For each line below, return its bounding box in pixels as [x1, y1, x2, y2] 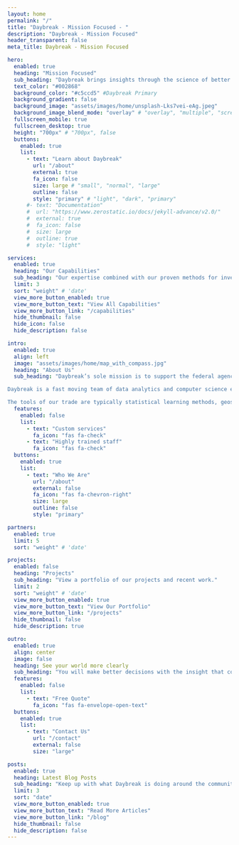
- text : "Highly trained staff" [26, 438, 122, 445]
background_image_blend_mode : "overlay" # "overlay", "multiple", [14, 110, 215, 117]
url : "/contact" [33, 735, 81, 742]
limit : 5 [14, 537, 40, 544]
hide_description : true [14, 623, 84, 630]
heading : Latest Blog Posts [14, 774, 97, 781]
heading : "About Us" [14, 366, 75, 373]
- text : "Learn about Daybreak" [26, 156, 122, 163]
